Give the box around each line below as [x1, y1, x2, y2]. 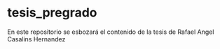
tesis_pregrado [7, 5, 97, 21]
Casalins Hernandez [7, 35, 66, 43]
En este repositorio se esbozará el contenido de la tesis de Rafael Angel [7, 28, 214, 36]
